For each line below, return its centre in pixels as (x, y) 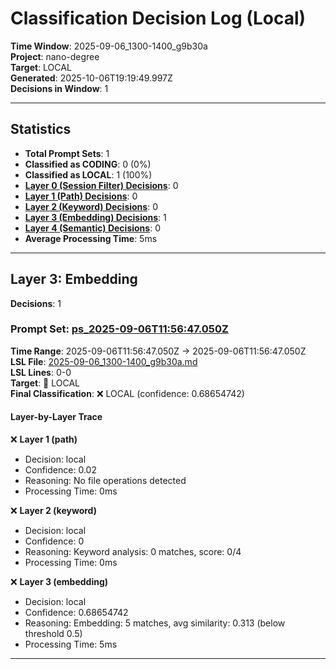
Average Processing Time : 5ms (91, 238)
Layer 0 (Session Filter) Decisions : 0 (101, 185)
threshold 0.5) (53, 634)
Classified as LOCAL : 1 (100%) (88, 174)
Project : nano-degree (55, 56)
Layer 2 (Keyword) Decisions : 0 (91, 206)
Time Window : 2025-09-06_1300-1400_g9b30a (109, 46)
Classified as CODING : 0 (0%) (88, 164)
